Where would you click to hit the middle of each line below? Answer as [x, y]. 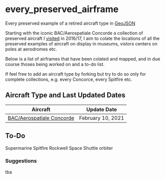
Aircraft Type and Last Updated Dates [65, 95]
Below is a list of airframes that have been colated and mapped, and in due [83, 58]
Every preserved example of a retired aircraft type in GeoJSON [70, 23]
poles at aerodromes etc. [31, 49]
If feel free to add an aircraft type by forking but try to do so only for [76, 74]
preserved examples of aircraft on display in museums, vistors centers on [81, 43]
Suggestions [21, 161]
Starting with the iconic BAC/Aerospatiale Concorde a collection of [74, 33]
